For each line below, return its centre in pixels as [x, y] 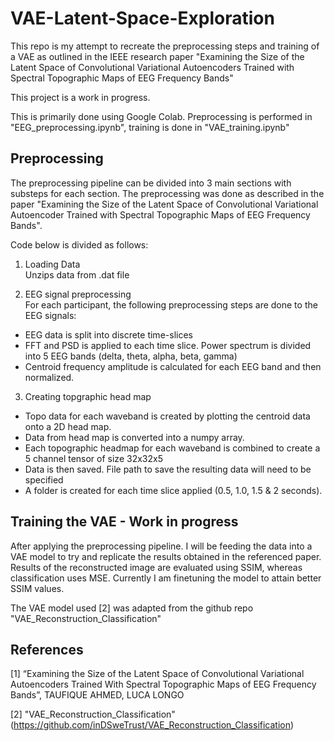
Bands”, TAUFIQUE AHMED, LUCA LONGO [97, 695]
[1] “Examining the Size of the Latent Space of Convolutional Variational [157, 674]
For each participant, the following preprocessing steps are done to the [171, 304]
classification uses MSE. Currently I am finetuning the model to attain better [166, 578]
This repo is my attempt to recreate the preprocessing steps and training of [165, 46]
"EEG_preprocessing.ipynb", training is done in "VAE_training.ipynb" [150, 127]
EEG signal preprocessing [78, 294]
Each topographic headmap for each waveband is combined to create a [172, 448]
